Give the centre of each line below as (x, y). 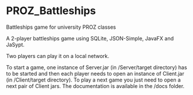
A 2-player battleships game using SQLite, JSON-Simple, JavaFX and (90, 38)
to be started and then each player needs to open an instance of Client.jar (95, 73)
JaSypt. (15, 45)
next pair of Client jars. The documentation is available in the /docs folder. (95, 86)
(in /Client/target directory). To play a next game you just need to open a (93, 80)
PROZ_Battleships (51, 11)
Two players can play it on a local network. (58, 56)
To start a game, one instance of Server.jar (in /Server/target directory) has (97, 67)
